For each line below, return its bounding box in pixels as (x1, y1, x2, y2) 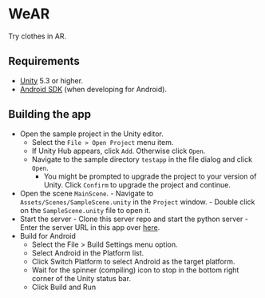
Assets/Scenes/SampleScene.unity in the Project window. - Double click (19, 197, 255, 207)
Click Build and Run (31, 282, 97, 292)
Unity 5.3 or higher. (19, 75, 84, 85)
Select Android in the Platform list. (31, 248, 144, 257)
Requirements (8, 54, 80, 68)
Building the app (8, 107, 92, 121)
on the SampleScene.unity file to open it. (19, 205, 152, 215)
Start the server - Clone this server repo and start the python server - (19, 214, 249, 223)
